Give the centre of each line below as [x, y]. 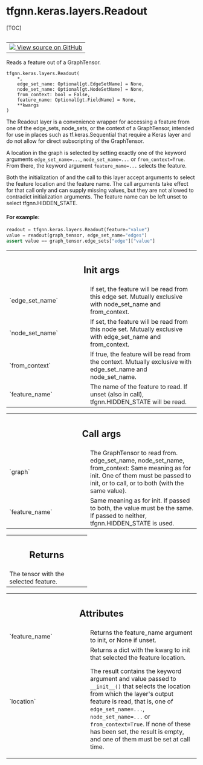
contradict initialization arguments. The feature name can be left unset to [97, 196]
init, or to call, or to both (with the [137, 483]
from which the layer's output [132, 694]
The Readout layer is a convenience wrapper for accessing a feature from [98, 122]
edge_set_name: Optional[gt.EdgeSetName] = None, [81, 84]
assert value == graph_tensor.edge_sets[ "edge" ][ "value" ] [81, 241]
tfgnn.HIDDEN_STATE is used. [132, 523]
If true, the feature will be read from [140, 354]
